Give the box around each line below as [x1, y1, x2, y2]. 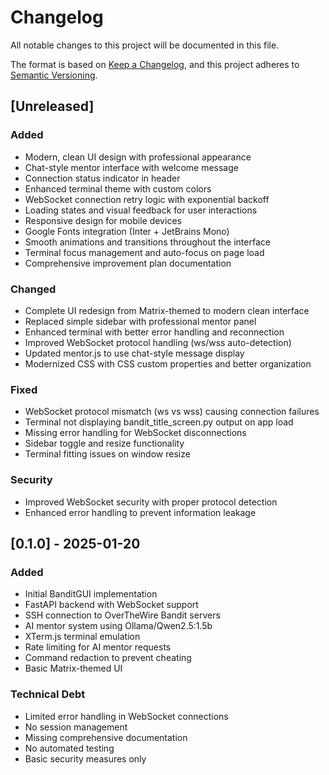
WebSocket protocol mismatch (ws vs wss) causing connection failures [24, 406, 320, 418]
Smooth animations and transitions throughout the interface [24, 236, 271, 248]
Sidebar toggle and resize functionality [24, 437, 185, 450]
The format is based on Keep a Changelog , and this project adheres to [10, 58, 300, 70]
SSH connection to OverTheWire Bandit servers [24, 609, 221, 621]
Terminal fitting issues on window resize [24, 448, 191, 460]
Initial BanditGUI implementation [24, 588, 158, 600]
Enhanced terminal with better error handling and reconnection [24, 326, 285, 338]
